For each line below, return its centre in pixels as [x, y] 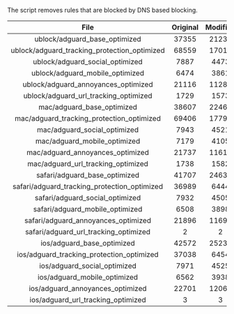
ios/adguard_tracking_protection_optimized [88, 254]
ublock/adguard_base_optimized [88, 39]
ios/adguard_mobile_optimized [87, 277]
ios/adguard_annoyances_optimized [88, 289]
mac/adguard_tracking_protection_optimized [88, 118]
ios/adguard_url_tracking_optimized [88, 300]
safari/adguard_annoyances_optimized [88, 220]
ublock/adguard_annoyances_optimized [88, 84]
